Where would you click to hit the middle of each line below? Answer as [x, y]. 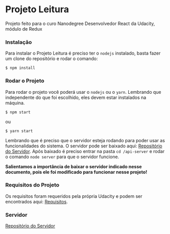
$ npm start [18, 112]
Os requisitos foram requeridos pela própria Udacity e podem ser [74, 196]
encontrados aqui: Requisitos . [37, 201]
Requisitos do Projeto [32, 185]
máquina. [15, 102]
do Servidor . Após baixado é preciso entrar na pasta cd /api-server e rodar [85, 151]
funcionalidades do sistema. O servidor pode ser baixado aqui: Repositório [84, 146]
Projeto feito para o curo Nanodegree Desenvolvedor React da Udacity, [80, 23]
